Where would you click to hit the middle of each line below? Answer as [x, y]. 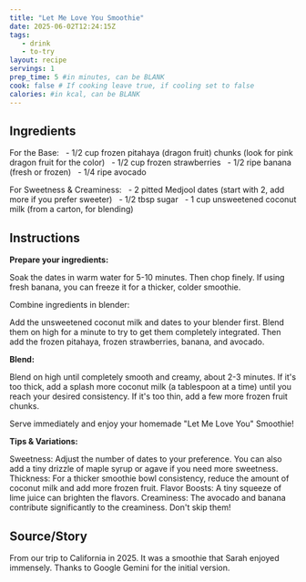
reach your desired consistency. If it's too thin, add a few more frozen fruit [149, 396]
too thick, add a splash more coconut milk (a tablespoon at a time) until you [151, 387]
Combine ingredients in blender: [70, 305]
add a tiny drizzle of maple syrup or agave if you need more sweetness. [144, 469]
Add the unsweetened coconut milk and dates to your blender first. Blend [147, 322]
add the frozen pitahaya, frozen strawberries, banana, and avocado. [137, 342]
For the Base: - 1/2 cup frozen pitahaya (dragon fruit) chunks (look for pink [152, 153]
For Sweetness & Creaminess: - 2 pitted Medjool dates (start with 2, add [147, 190]
